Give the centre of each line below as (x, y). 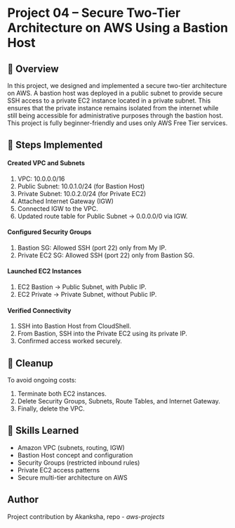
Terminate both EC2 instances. (62, 394)
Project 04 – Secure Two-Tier (94, 13)
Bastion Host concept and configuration (75, 455)
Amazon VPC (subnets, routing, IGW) (71, 447)
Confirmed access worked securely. (70, 341)
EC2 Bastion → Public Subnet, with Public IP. (82, 287)
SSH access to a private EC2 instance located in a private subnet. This (109, 101)
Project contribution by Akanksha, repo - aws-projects (86, 516)
